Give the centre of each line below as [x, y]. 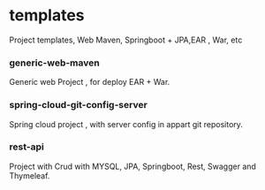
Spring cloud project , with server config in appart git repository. [126, 124]
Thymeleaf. [30, 175]
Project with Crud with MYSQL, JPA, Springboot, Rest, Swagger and [132, 166]
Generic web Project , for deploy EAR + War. [90, 82]
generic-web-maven [54, 63]
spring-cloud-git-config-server [78, 105]
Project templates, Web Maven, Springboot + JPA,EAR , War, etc [126, 40]
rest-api [26, 147]
